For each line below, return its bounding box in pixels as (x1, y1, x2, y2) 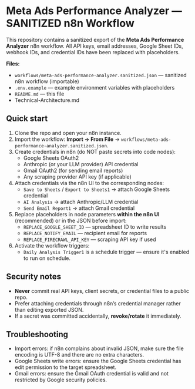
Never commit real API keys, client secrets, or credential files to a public (14, 287, 190, 294)
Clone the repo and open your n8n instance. (14, 129, 122, 136)
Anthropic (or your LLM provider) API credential (23, 160, 139, 167)
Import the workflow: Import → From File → (14, 136, 120, 143)
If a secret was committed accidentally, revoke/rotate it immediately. (14, 312, 181, 319)
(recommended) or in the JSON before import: (14, 217, 127, 224)
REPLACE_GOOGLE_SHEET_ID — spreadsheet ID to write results (23, 223, 167, 230)
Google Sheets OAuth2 (23, 154, 79, 161)
